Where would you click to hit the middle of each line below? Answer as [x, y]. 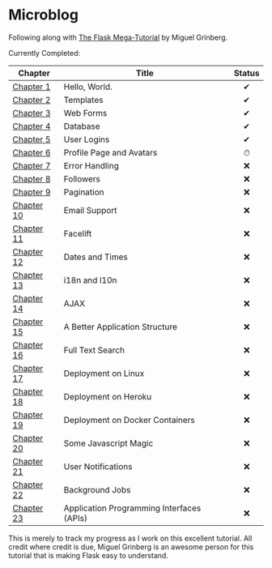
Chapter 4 [32, 126]
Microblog [44, 15]
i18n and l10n [90, 280]
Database [82, 126]
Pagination [84, 192]
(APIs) [75, 518]
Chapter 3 [32, 113]
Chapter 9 [32, 192]
